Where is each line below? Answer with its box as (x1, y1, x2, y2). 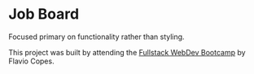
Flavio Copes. (8, 56, 55, 66)
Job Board (8, 5, 80, 24)
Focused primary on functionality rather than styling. (8, 32, 185, 41)
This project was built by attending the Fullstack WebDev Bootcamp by (8, 47, 246, 57)
